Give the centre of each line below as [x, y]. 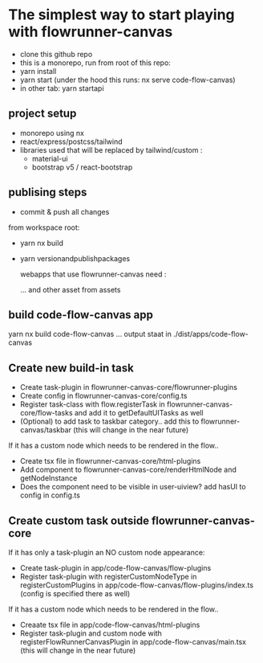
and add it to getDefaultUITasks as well [139, 413]
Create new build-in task [71, 368]
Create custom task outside [79, 520]
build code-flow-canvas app [81, 315]
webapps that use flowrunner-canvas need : [93, 274]
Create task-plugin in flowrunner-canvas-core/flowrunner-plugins [129, 387]
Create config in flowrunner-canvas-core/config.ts [103, 396]
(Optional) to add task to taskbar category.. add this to [109, 422]
